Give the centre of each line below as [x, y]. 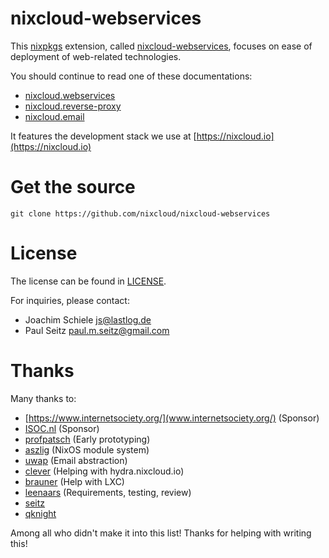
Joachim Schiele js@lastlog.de [88, 319]
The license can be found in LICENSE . [88, 281]
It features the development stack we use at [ [103, 136]
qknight [40, 513]
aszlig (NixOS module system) [87, 449]
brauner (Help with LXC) [74, 481]
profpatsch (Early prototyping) [87, 439]
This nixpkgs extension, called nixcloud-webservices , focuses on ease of [161, 46]
